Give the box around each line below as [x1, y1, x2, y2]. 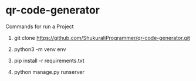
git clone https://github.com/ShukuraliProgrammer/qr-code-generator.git [13, 34, 190, 41]
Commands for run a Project [5, 23, 74, 30]
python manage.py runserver [13, 68, 85, 75]
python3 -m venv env [13, 45, 66, 53]
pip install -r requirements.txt [13, 57, 85, 64]
